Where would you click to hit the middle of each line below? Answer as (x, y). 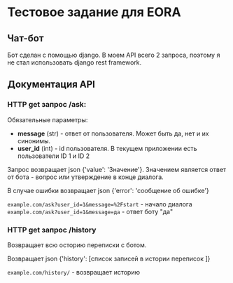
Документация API (51, 85)
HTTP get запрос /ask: (47, 105)
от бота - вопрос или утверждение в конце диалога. (86, 177)
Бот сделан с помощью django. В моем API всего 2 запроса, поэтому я (114, 55)
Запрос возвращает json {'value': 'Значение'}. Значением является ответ (117, 169)
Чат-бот (26, 38)
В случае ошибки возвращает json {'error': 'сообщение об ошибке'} (108, 190)
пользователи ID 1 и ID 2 (54, 156)
